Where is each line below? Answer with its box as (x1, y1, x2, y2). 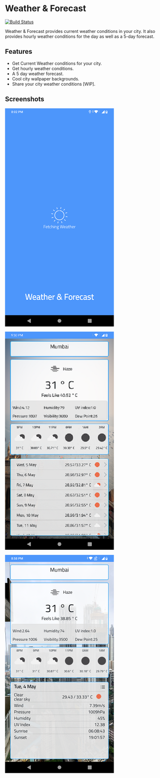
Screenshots (5, 95, 44, 103)
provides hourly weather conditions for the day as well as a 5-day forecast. (5, 33, 155, 39)
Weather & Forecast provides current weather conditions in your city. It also (5, 28, 156, 34)
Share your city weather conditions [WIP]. (12, 81, 96, 87)
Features (5, 48, 32, 56)
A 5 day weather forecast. (12, 71, 64, 77)
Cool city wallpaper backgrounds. (12, 76, 80, 81)
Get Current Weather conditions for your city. (12, 60, 102, 66)
